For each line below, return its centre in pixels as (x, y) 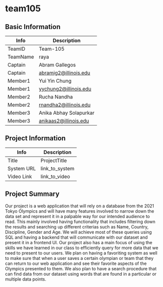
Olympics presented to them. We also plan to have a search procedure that (81, 268)
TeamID (16, 49)
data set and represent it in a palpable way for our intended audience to (78, 216)
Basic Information (33, 27)
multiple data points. (26, 279)
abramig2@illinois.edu (65, 73)
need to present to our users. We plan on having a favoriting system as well (81, 253)
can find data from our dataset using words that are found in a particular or (81, 274)
